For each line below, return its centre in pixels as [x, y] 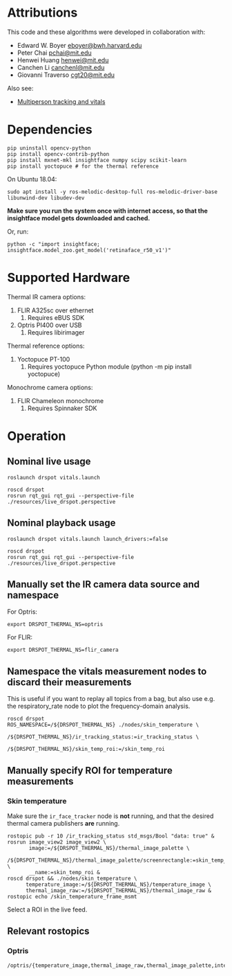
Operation [37, 436]
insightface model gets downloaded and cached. [79, 218]
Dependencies [50, 130]
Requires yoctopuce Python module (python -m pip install [109, 366]
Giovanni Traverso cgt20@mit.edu [66, 75]
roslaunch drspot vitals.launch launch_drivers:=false [88, 539]
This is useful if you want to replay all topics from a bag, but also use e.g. [111, 699]
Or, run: [18, 231]
